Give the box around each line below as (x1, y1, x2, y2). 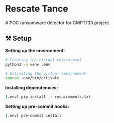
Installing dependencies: (5, 85, 58, 91)
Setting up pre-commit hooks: (5, 103, 69, 109)
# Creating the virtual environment (5, 57, 82, 62)
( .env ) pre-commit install (5, 113, 62, 118)
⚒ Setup (5, 34, 32, 43)
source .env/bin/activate (5, 76, 59, 81)
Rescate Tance (5, 3, 69, 15)
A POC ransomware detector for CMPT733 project (5, 20, 109, 26)
